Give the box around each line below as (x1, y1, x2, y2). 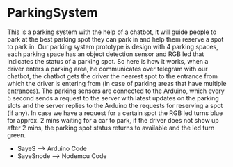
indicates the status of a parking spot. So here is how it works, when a (7, 57, 209, 65)
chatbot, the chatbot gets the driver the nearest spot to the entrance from (7, 71, 218, 80)
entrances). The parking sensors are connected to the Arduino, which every (7, 87, 225, 95)
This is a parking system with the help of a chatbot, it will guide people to (7, 28, 217, 36)
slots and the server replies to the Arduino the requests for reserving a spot (7, 101, 223, 109)
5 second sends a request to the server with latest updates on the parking (7, 94, 219, 102)
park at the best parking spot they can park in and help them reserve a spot (7, 35, 224, 43)
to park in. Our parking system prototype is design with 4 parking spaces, (7, 42, 219, 51)
